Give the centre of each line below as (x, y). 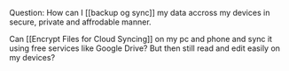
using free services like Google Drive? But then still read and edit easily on (145, 48)
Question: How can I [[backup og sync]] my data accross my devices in (140, 13)
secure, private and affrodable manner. (81, 22)
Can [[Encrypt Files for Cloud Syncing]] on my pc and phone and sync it (141, 39)
